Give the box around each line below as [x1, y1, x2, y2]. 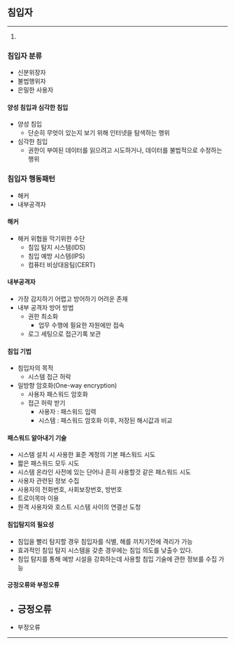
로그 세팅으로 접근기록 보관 [27, 329, 101, 338]
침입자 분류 [7, 51, 43, 61]
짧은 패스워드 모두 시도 [17, 459, 80, 467]
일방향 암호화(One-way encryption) [17, 381, 117, 390]
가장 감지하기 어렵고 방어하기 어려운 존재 [17, 295, 128, 303]
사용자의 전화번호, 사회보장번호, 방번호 [17, 485, 122, 494]
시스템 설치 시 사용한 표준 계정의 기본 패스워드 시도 [17, 451, 156, 459]
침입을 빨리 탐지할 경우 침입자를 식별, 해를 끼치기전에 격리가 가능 [17, 537, 193, 546]
